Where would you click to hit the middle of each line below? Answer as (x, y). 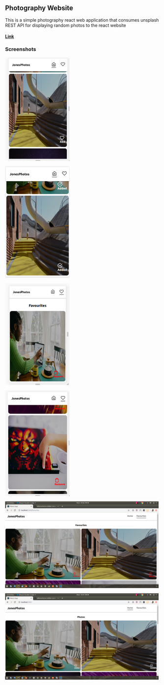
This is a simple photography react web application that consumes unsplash (82, 20)
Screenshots (21, 49)
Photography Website (39, 8)
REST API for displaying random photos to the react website (66, 25)
